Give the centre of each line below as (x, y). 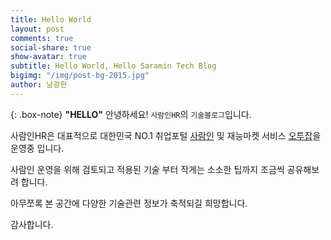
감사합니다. (32, 224)
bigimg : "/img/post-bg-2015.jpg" (80, 76)
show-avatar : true (48, 57)
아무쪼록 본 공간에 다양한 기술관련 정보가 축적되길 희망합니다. (129, 203)
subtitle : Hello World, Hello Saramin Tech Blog (113, 66)
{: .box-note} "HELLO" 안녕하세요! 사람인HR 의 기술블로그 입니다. (131, 114)
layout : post (37, 29)
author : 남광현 (39, 85)
